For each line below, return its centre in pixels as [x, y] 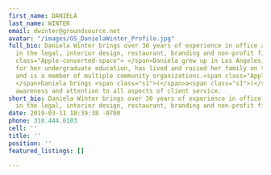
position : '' [30, 143]
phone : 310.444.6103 [43, 121]
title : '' [25, 135]
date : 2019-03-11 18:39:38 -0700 [65, 114]
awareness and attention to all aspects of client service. [119, 91]
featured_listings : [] [46, 151]
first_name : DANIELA [43, 16]
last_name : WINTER [39, 23]
